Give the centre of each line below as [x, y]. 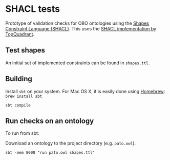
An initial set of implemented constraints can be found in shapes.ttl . [78, 63]
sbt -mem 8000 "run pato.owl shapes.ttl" [50, 153]
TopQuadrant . [20, 34]
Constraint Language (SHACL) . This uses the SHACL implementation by [81, 28]
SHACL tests [33, 9]
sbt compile [18, 105]
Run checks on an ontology [50, 121]
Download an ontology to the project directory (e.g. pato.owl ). [71, 143]
